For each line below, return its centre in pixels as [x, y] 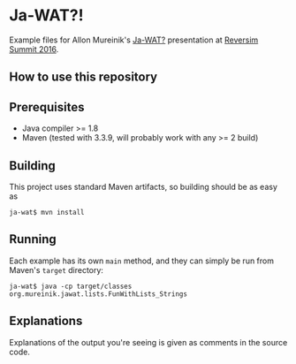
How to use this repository [83, 77]
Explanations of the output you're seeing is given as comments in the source [148, 342]
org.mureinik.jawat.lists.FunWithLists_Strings [99, 294]
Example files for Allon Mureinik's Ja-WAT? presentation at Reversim [134, 40]
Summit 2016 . [34, 49]
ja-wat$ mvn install [47, 212]
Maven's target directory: [57, 269]
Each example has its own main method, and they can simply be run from [141, 261]
